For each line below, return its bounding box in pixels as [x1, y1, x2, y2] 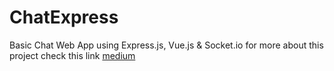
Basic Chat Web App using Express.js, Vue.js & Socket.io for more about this [9, 39, 324, 51]
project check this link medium [9, 49, 136, 61]
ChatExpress [9, 6, 119, 29]
